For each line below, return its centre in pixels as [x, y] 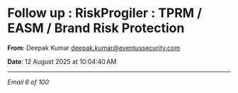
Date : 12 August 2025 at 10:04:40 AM [62, 61]
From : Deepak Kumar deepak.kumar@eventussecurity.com [94, 48]
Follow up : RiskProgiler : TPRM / [105, 13]
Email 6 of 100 [28, 82]
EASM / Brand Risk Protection [96, 28]
